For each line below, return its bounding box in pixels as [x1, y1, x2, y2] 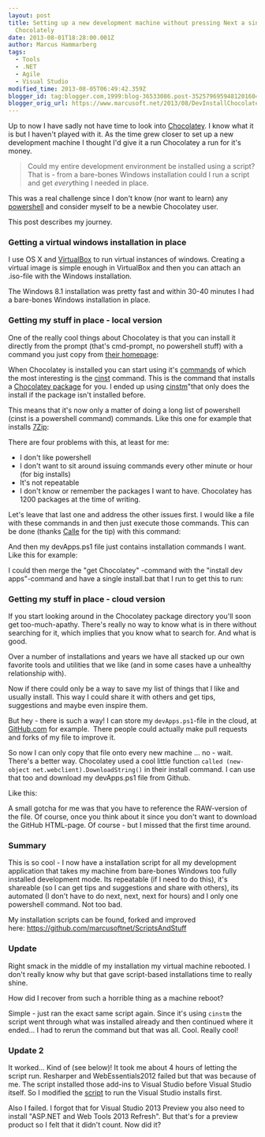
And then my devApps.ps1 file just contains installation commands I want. [8, 542, 247, 551]
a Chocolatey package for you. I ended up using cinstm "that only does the [8, 382, 250, 391]
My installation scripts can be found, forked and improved [8, 915, 196, 925]
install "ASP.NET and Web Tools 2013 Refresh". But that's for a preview [8, 1111, 238, 1120]
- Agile [15, 70, 41, 78]
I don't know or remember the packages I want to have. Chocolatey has [19, 486, 252, 495]
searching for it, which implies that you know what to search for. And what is [8, 628, 256, 638]
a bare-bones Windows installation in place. [8, 295, 151, 304]
